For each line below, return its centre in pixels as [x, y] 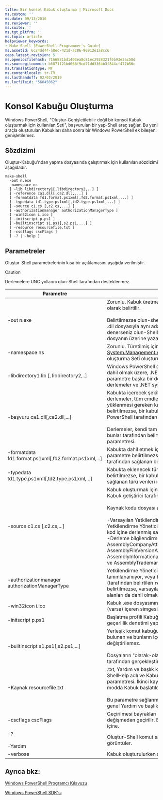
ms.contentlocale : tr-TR [30, 73]
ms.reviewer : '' [21, 23]
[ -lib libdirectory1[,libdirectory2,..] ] [54, 189]
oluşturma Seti [123, 359]
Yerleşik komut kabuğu [133, 631]
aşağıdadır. [16, 167]
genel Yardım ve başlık [133, 706]
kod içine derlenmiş [129, 532]
